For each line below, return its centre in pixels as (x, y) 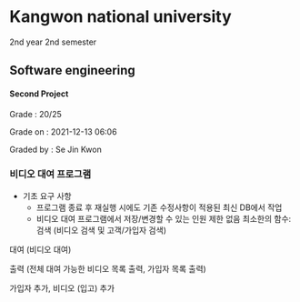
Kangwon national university (120, 17)
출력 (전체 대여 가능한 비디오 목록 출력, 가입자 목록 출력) (108, 268)
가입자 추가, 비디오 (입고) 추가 (62, 287)
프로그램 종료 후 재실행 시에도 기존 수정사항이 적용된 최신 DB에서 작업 (159, 207)
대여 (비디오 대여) (40, 249)
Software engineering (73, 70)
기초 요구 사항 (47, 196)
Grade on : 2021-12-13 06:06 (63, 131)
